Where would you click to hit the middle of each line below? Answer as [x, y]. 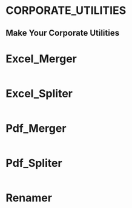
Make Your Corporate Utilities [62, 33]
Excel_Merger [41, 59]
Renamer [29, 198]
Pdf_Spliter [34, 163]
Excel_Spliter [39, 93]
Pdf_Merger [36, 128]
